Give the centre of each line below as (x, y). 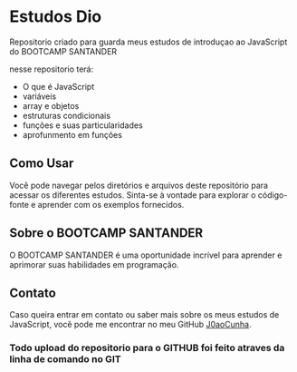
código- (273, 195)
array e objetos (51, 105)
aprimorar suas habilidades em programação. (94, 264)
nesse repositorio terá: (51, 69)
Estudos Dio (56, 17)
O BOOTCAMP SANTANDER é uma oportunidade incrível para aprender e (146, 255)
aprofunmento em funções (72, 134)
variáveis (39, 96)
